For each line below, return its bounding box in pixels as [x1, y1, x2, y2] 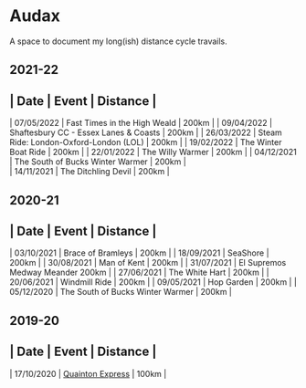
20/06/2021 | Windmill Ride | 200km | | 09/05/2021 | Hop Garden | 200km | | [9, 277, 297, 288]
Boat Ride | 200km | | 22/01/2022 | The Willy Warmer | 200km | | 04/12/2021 [9, 147, 297, 158]
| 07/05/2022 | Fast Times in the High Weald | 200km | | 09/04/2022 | [9, 118, 272, 129]
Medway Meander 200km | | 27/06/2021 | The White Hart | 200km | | [9, 267, 269, 278]
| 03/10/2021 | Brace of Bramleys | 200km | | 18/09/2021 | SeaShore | [9, 247, 269, 258]
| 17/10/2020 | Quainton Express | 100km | [9, 368, 167, 379]
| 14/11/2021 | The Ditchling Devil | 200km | [9, 166, 171, 177]
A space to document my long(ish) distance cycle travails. [9, 36, 228, 47]
